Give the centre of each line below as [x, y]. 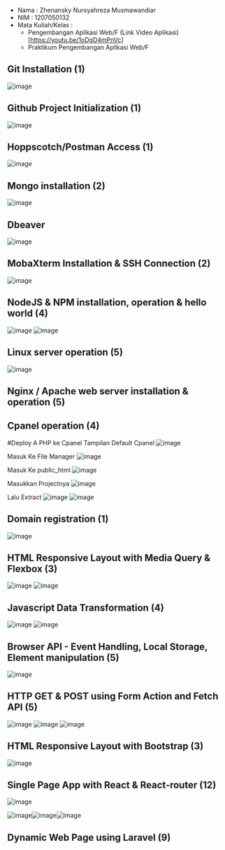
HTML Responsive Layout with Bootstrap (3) [106, 746]
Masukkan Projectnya [38, 483]
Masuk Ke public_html [39, 470]
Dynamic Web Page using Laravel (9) [89, 837]
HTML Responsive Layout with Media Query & [109, 558]
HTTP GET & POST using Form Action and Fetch [113, 696]
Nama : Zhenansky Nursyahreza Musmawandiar [86, 10]
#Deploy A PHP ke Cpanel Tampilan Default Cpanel [81, 443]
